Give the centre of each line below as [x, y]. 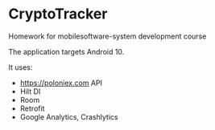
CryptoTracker [58, 14]
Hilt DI [30, 91]
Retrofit [32, 108]
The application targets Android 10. [66, 51]
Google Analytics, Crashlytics [69, 116]
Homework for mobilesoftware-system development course [107, 36]
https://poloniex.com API [61, 83]
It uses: [21, 67]
